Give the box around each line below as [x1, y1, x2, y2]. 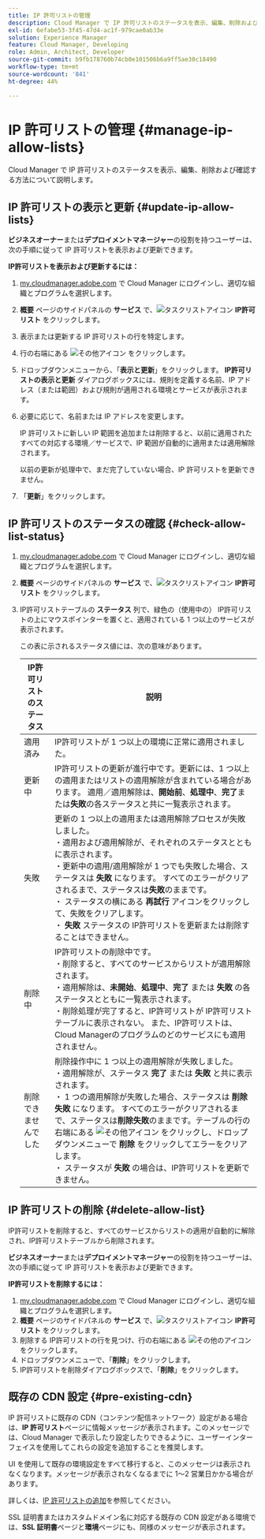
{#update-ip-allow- [136, 200, 235, 214]
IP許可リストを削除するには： [8, 1279, 105, 1288]
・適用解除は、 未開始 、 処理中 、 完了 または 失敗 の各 [54, 982, 251, 993]
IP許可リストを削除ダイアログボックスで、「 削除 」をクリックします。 [19, 1365, 243, 1374]
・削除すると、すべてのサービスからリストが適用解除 [54, 958, 251, 969]
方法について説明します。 [14, 175, 98, 185]
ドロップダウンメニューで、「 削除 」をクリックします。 [19, 1354, 195, 1365]
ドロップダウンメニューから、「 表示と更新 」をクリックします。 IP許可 [19, 365, 245, 375]
